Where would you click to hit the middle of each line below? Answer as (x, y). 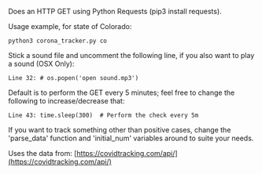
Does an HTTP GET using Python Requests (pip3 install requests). (115, 11)
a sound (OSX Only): (41, 63)
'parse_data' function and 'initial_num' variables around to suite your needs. (131, 138)
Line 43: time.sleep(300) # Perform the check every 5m (103, 115)
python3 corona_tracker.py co (58, 41)
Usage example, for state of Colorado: (70, 26)
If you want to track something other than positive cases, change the (120, 130)
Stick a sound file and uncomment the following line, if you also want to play (131, 55)
